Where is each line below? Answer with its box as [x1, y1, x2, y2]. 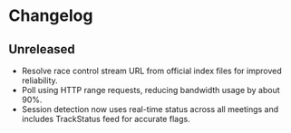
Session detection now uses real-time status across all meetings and [21, 104, 279, 114]
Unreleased [8, 42, 76, 57]
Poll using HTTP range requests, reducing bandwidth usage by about [21, 85, 280, 95]
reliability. [21, 75, 58, 86]
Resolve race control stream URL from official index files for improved [21, 65, 282, 76]
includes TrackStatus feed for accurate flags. [21, 114, 191, 124]
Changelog [8, 5, 93, 26]
